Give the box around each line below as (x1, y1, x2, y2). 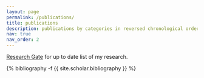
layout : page (6, 8, 39, 15)
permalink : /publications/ (6, 14, 75, 20)
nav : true (6, 31, 32, 37)
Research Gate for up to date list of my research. (6, 53, 128, 60)
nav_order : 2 (6, 37, 39, 43)
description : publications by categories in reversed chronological (6, 25, 183, 32)
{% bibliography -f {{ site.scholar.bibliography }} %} (6, 65, 137, 72)
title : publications (6, 20, 59, 26)
